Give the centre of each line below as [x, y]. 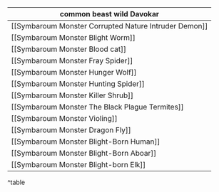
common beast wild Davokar [109, 14]
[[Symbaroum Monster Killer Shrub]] [72, 95]
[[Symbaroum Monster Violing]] [64, 118]
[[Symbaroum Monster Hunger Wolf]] [74, 72]
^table [16, 182]
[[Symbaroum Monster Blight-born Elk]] [78, 165]
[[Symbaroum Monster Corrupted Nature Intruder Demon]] [109, 26]
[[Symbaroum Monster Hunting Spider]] [78, 84]
